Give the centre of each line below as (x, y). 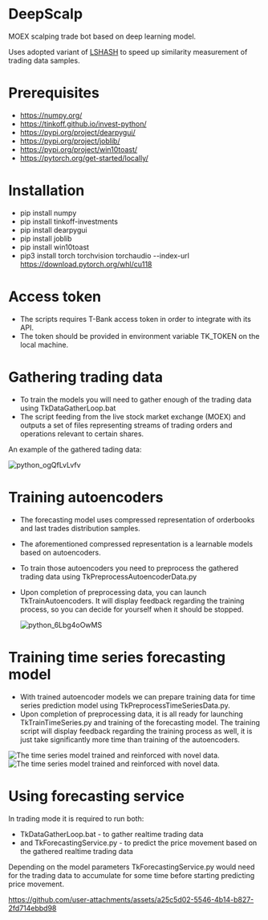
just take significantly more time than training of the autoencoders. (130, 739)
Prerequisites (54, 93)
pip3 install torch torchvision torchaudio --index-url (105, 255)
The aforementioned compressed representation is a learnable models (136, 543)
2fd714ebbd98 (32, 908)
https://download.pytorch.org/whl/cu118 (86, 264)
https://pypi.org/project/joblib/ (70, 141)
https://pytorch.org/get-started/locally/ (84, 158)
